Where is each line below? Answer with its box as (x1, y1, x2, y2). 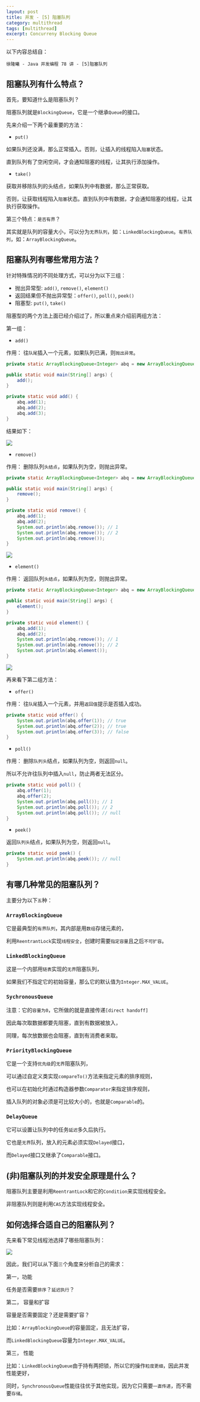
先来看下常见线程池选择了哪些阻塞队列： (6, 1236, 105, 1244)
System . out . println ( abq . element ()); (17, 648, 108, 654)
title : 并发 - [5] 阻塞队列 (6, 14, 70, 20)
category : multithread (6, 20, 62, 26)
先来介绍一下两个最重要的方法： (6, 121, 85, 128)
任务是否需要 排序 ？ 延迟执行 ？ (6, 1285, 75, 1293)
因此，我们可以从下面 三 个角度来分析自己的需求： (6, 1260, 126, 1268)
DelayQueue (6, 1113, 37, 1120)
